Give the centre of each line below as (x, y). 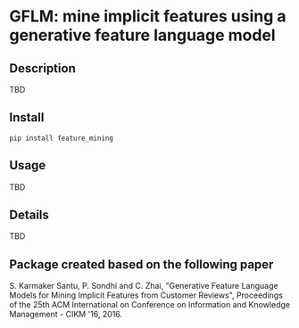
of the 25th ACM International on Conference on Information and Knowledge (149, 305)
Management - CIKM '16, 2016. (66, 315)
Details (29, 215)
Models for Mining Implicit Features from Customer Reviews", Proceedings (146, 295)
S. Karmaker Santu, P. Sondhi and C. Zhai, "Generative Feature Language (144, 286)
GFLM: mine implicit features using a (148, 16)
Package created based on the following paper (141, 264)
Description (42, 68)
